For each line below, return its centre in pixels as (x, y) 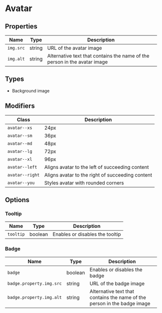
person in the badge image (120, 303)
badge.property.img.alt (35, 297)
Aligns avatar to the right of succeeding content (98, 175)
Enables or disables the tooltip (87, 234)
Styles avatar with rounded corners (84, 183)
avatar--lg (20, 151)
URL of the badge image (117, 283)
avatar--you (21, 183)
